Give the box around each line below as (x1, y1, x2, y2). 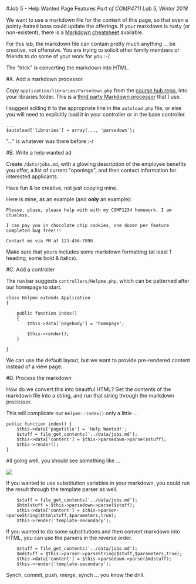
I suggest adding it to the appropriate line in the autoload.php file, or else (6, 105, 182, 111)
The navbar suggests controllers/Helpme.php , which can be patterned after (6, 278, 190, 284)
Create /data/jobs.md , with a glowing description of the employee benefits (6, 161, 187, 167)
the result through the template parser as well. (6, 486, 118, 493)
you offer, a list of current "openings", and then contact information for (6, 167, 177, 173)
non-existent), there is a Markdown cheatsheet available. (6, 29, 144, 36)
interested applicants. (6, 173, 59, 180)
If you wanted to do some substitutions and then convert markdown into (6, 528, 180, 535)
